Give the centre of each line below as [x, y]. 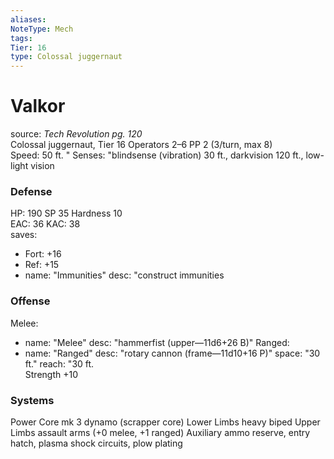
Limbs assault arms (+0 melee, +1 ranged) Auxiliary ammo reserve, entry [160, 432]
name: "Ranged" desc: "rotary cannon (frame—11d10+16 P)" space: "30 [172, 353]
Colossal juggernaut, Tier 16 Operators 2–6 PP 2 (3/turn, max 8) [141, 145]
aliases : [28, 19]
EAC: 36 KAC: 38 [45, 224]
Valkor [38, 106]
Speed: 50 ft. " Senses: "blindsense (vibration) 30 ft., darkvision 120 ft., [157, 155]
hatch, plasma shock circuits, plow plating [96, 443]
